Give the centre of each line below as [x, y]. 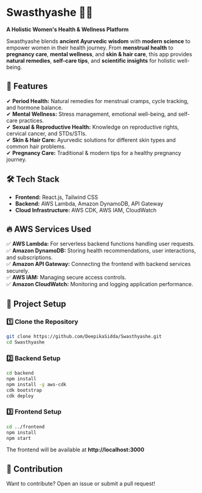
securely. [18, 271]
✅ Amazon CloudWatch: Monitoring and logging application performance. [100, 284]
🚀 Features [27, 86]
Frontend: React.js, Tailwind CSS [57, 197]
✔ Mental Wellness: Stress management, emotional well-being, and [92, 114]
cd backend [20, 373]
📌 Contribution [34, 469]
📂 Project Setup [36, 304]
